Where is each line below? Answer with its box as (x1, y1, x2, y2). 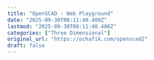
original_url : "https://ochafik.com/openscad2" (7, 36, 148, 43)
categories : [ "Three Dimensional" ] (7, 29, 111, 37)
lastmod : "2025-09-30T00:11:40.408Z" (7, 23, 117, 30)
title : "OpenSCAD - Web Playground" (7, 10, 114, 17)
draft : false (7, 42, 45, 49)
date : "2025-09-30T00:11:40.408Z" (7, 17, 108, 23)
